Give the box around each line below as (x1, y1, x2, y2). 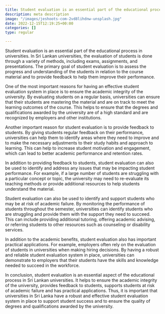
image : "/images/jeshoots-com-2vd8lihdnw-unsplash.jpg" (5, 16, 122, 21)
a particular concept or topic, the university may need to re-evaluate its (5, 175, 149, 181)
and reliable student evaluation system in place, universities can (5, 252, 135, 258)
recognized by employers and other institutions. (5, 115, 102, 120)
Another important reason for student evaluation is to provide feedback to (5, 124, 154, 130)
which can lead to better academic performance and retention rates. (5, 150, 143, 156)
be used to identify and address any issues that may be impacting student (5, 165, 155, 171)
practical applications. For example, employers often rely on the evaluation (5, 242, 156, 247)
